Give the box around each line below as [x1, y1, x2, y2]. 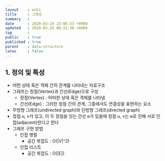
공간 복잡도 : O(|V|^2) [27, 138, 70, 144]
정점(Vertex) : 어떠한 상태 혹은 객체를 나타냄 [19, 95, 105, 101]
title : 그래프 [5, 12, 42, 17]
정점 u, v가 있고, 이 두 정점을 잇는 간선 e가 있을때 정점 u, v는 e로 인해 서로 [12, 113, 156, 119]
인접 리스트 [19, 144, 41, 150]
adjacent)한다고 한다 [18, 119, 59, 125]
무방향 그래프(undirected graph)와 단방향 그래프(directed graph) [12, 107, 140, 113]
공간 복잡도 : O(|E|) [27, 151, 65, 157]
